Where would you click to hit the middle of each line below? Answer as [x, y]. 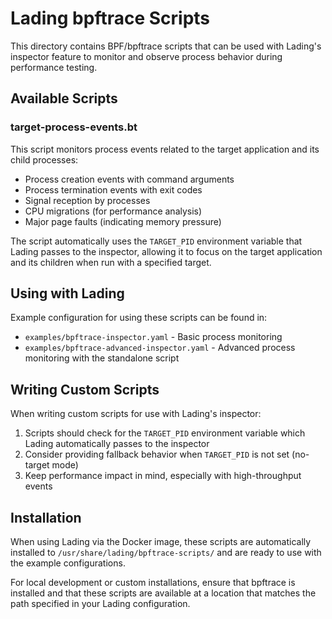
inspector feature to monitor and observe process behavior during [146, 56]
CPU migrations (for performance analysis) [113, 211]
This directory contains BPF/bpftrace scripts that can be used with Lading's [166, 46]
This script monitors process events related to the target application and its [165, 149]
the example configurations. [68, 563]
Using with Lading [67, 293]
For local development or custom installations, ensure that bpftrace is [153, 583]
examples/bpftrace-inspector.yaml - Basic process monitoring [153, 337]
